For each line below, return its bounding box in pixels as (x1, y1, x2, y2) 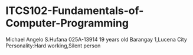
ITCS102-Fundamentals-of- (5, 4, 144, 18)
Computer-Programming (5, 16, 129, 30)
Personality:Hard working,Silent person (5, 42, 101, 49)
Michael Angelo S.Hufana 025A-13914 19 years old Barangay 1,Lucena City (5, 36, 187, 43)
